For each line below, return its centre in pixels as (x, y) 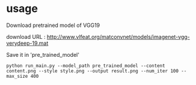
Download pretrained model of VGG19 (53, 25)
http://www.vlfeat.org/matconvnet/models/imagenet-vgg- (119, 37)
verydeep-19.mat (27, 43)
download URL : (26, 37)
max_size (17, 76)
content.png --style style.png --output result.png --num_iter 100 (93, 71)
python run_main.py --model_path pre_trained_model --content (86, 66)
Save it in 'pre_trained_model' (43, 54)
